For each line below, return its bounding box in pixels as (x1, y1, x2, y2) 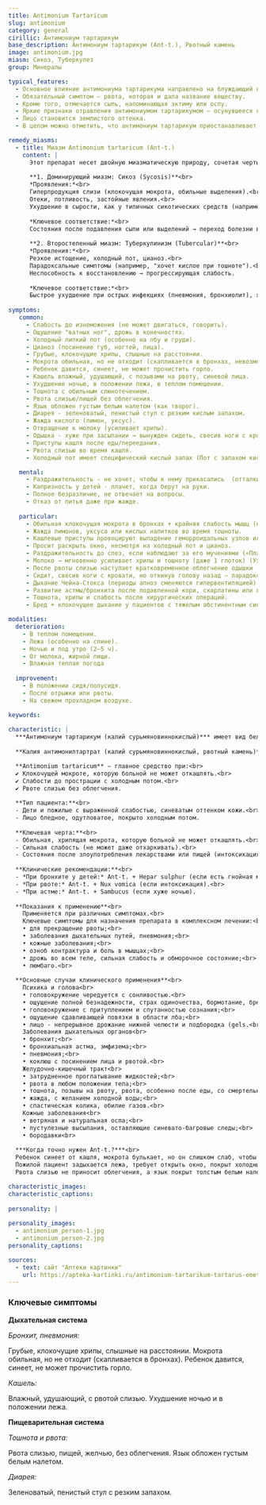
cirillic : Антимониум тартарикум (8, 33, 119, 42)
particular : (18, 512, 59, 520)
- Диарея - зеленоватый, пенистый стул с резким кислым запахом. (25, 410, 246, 418)
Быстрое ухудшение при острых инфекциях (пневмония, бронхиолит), (28, 291, 253, 299)
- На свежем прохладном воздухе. (22, 697, 133, 704)
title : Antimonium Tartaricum (8, 11, 108, 20)
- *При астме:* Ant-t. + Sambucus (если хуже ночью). (15, 887, 196, 896)
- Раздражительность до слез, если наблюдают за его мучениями (25, 550, 239, 558)
